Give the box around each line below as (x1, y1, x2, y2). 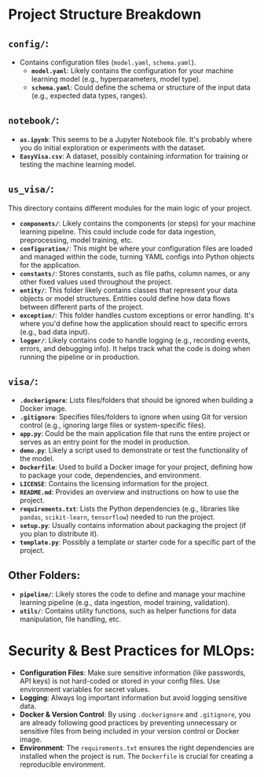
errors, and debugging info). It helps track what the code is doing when (19, 343, 251, 353)
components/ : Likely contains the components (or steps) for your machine (19, 218, 256, 228)
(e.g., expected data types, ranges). (31, 91, 148, 100)
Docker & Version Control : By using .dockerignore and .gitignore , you (19, 709, 251, 720)
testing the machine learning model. (19, 159, 136, 169)
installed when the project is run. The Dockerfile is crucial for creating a (19, 752, 254, 761)
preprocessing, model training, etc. (19, 235, 134, 244)
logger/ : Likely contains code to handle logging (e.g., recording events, (19, 335, 251, 345)
